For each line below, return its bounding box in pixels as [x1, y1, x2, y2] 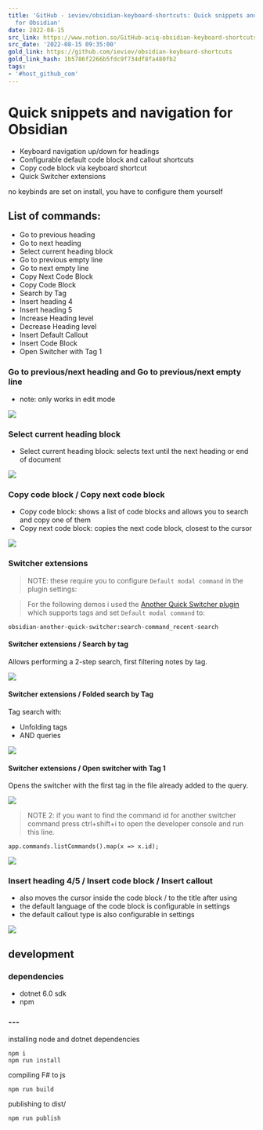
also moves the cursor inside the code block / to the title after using [19, 893, 237, 903]
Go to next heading [19, 239, 82, 248]
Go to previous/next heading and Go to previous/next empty [8, 367, 242, 378]
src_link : [8, 33, 41, 42]
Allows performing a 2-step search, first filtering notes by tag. [8, 656, 207, 666]
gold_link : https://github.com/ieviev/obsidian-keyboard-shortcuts [8, 48, 233, 56]
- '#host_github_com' [8, 70, 79, 78]
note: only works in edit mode [19, 394, 116, 404]
